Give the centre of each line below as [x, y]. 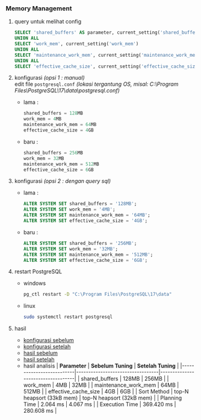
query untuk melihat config [48, 22]
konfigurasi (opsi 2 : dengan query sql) [63, 181]
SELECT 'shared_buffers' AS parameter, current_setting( [87, 33]
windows [35, 283]
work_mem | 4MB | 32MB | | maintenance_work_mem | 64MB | [101, 385]
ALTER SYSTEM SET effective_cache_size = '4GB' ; [85, 221]
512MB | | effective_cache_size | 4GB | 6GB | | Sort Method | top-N [106, 392]
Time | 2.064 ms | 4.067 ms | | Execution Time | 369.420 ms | [100, 404]
